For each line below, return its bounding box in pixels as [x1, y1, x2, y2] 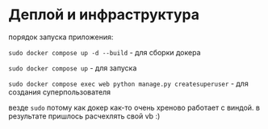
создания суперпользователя [8, 87, 111, 97]
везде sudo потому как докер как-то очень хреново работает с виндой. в [8, 103, 261, 112]
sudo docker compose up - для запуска [8, 62, 137, 73]
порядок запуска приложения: [8, 32, 114, 42]
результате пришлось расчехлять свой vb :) [8, 111, 161, 121]
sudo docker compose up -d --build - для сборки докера [8, 47, 201, 57]
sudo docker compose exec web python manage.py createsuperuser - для [8, 79, 249, 88]
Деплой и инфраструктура [8, 6, 200, 24]
